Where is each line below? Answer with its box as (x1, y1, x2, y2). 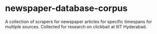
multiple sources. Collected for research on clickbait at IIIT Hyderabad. (5, 23, 147, 29)
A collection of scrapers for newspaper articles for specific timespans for (5, 19, 152, 24)
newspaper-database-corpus (5, 3, 128, 14)
